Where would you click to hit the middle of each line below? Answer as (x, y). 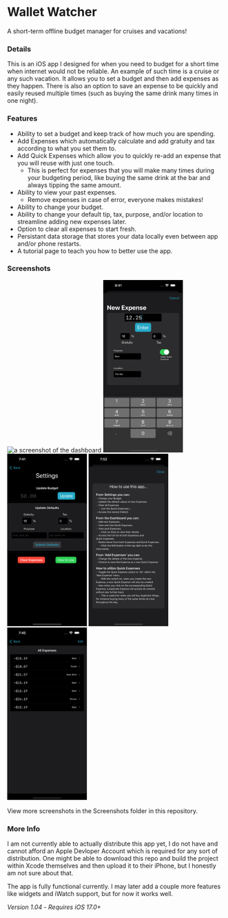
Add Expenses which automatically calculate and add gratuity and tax (116, 141)
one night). (23, 101)
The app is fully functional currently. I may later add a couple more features (114, 886)
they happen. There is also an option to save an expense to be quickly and (113, 86)
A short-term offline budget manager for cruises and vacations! (97, 31)
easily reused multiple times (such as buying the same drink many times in (113, 93)
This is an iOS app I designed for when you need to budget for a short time (113, 64)
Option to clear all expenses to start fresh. (76, 229)
